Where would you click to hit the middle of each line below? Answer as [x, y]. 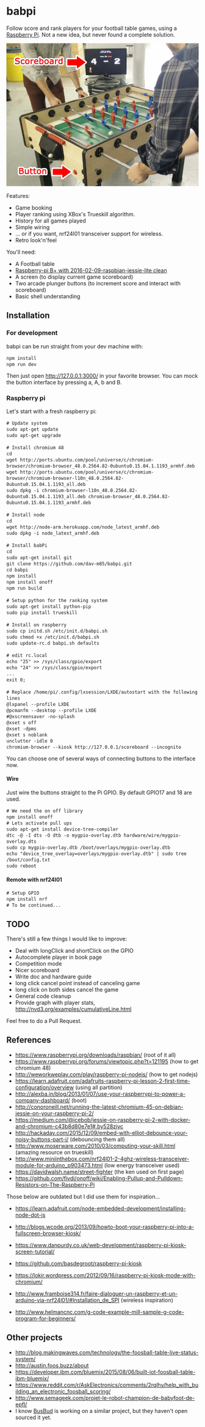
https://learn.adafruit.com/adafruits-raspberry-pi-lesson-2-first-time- [103, 1080]
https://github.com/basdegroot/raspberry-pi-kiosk [78, 1263]
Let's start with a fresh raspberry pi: [52, 411]
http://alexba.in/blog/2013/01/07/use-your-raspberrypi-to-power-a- [100, 1094]
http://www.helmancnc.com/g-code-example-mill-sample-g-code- [99, 1311]
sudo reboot [21, 866]
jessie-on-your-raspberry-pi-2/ [54, 1113]
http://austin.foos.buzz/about [52, 1365]
